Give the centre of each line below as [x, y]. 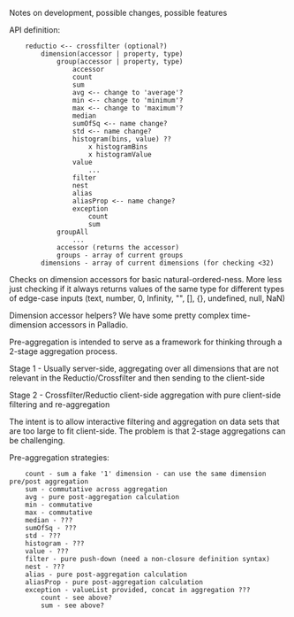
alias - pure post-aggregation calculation [106, 575]
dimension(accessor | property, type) [112, 54]
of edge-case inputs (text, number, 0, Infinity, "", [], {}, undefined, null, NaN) [147, 298]
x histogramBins [118, 147]
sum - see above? [72, 605]
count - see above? [77, 598]
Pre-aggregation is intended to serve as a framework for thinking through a [146, 342]
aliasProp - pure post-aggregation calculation [114, 582]
